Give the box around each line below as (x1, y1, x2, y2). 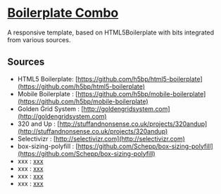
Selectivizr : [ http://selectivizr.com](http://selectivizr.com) (17, 134, 185, 143)
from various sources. (7, 35, 71, 44)
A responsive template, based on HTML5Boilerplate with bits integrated (7, 28, 215, 37)
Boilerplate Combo (7, 5, 119, 21)
